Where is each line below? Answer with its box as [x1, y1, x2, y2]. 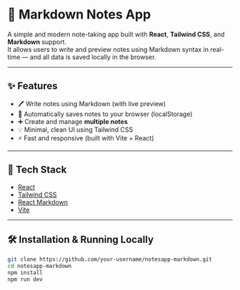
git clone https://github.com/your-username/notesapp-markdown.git [7, 256, 213, 263]
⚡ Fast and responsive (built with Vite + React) [17, 133, 155, 142]
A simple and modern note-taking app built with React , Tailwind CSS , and [7, 30, 225, 38]
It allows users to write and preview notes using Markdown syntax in [7, 45, 209, 53]
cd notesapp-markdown [7, 263, 72, 270]
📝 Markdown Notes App [7, 6, 151, 23]
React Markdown [17, 197, 69, 206]
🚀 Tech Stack [7, 164, 67, 176]
